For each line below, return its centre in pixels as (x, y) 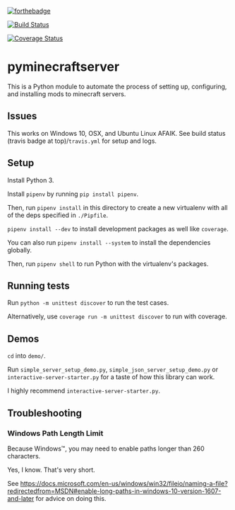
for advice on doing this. (71, 498)
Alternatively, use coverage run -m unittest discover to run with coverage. (117, 317)
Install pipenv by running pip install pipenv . (73, 194)
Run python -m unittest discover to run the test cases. (88, 303)
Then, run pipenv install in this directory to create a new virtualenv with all (117, 207)
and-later (21, 498)
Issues (22, 116)
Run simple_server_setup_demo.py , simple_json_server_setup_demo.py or (113, 370)
